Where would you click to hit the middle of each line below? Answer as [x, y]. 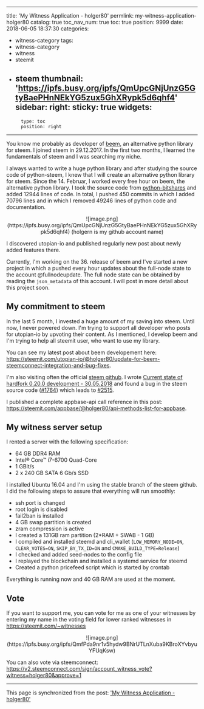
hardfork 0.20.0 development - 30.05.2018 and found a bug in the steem [97, 383]
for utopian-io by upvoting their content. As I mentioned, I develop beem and [102, 334]
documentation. [26, 207]
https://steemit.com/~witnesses [46, 626]
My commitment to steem [56, 307]
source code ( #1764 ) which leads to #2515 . [60, 390]
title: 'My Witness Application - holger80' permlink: [70, 15]
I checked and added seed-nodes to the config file [79, 555]
